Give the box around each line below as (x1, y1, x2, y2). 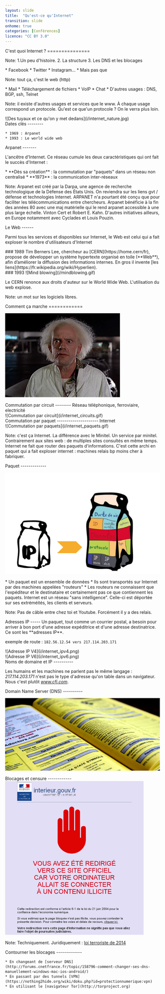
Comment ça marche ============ (5, 303, 83, 309)
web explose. (5, 284, 32, 290)
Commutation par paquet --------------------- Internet (5, 418, 115, 423)
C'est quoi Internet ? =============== (5, 48, 90, 54)
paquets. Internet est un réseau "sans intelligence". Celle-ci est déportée (5, 595, 153, 601)
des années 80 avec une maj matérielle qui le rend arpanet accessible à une (5, 205, 159, 210)
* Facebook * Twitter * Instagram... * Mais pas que (5, 67, 108, 73)
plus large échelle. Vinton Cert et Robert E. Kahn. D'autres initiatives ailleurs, (5, 210, 160, 215)
